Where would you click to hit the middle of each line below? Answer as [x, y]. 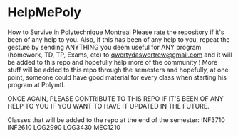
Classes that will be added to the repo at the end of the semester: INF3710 [117, 120]
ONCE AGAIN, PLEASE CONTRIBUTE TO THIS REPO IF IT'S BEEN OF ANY [115, 98]
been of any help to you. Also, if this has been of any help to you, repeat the [119, 39]
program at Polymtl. [36, 84]
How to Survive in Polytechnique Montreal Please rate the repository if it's [116, 32]
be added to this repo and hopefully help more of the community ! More [113, 62]
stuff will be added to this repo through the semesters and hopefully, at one [118, 70]
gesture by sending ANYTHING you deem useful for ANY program [104, 47]
